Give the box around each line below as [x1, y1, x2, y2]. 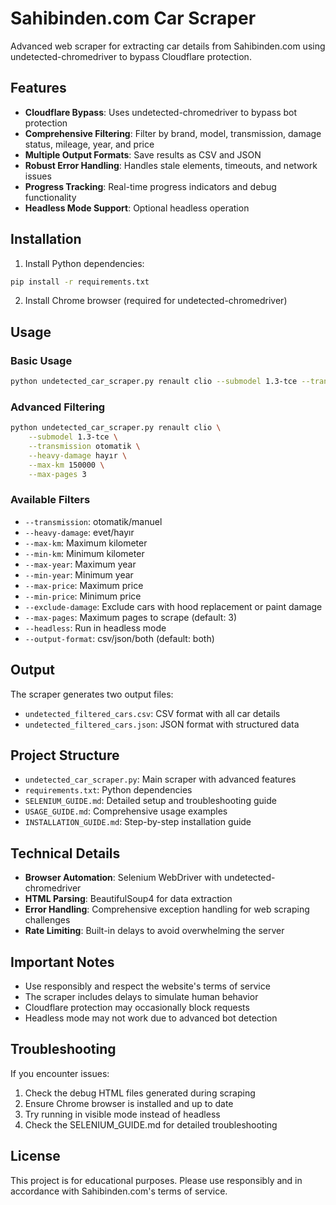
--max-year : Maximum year [24, 558, 137, 570]
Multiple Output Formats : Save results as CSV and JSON [24, 148, 262, 161]
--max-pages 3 [28, 469, 87, 479]
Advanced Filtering [10, 400, 106, 414]
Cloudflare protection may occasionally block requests [24, 1002, 250, 1014]
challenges [24, 914, 71, 926]
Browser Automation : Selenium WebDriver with [24, 872, 222, 884]
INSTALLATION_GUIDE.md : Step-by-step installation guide [24, 816, 252, 828]
